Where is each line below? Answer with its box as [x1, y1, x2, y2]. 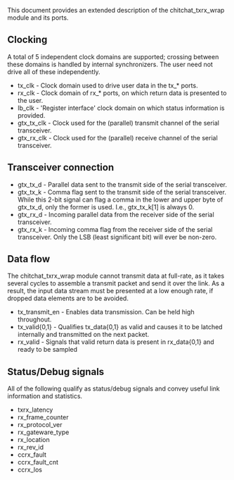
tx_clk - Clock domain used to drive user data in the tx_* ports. [17, 81, 198, 90]
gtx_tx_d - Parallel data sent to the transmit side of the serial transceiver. [17, 180, 227, 189]
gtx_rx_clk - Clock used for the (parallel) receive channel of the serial [17, 133, 218, 142]
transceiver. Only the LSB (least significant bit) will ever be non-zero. [17, 233, 217, 241]
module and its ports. [7, 13, 69, 22]
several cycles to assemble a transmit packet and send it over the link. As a [7, 279, 225, 288]
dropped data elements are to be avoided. [7, 294, 129, 302]
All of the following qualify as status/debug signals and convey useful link [7, 384, 220, 393]
